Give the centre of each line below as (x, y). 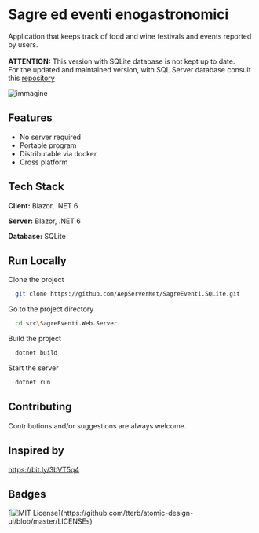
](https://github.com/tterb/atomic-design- (126, 513)
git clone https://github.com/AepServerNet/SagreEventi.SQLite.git (128, 294)
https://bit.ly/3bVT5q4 (44, 469)
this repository (31, 78)
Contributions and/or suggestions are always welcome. (97, 425)
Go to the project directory (51, 309)
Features (30, 118)
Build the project (35, 339)
